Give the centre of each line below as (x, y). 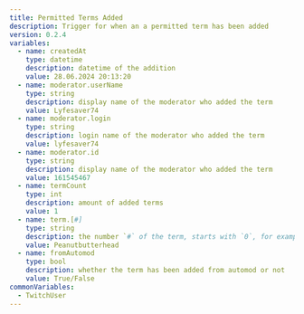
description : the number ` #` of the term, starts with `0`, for (149, 236)
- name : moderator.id (58, 152)
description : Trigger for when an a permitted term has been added (139, 26)
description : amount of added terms (95, 203)
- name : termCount (52, 186)
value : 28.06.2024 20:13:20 (78, 77)
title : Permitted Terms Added (66, 18)
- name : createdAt (52, 52)
